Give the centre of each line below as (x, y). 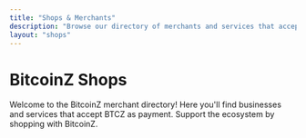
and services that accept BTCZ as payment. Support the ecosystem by (142, 114)
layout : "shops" (40, 34)
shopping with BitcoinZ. (54, 124)
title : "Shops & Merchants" (63, 18)
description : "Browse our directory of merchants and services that (142, 26)
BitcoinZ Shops (68, 79)
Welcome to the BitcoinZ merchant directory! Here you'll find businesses (146, 104)
